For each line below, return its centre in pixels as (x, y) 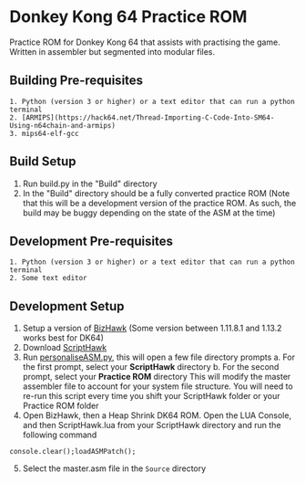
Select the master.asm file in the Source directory (114, 468)
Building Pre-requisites (76, 81)
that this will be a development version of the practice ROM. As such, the (159, 203)
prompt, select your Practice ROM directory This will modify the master (157, 377)
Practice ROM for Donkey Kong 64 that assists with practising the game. (145, 42)
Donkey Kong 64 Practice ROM (128, 17)
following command (60, 435)
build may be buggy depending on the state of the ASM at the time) (149, 213)
